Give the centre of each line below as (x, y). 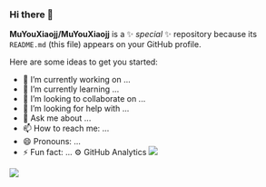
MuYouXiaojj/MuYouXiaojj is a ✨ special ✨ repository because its (133, 34)
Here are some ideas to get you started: (84, 62)
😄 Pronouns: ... (52, 142)
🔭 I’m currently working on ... (76, 80)
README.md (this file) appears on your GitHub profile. (105, 44)
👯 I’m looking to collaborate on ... (84, 99)
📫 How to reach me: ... (66, 128)
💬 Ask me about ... (57, 118)
